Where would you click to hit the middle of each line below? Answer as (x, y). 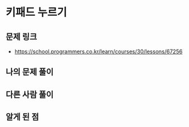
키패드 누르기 (36, 12)
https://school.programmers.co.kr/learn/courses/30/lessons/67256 (98, 51)
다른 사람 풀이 (30, 94)
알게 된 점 (22, 117)
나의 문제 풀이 (30, 72)
